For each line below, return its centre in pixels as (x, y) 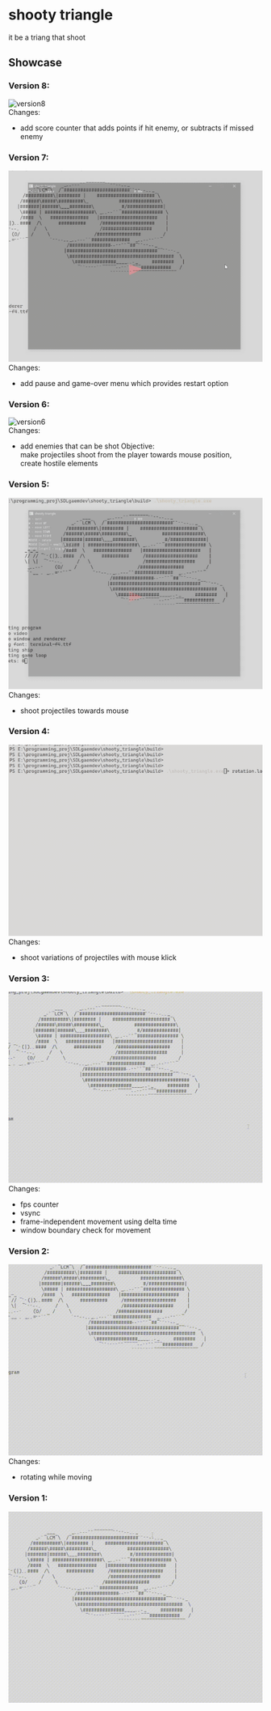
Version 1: (28, 1498)
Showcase (35, 63)
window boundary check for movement (85, 1230)
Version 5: (29, 485)
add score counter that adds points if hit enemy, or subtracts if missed (137, 128)
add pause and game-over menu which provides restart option (124, 383)
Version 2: (29, 1251)
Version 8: (29, 86)
